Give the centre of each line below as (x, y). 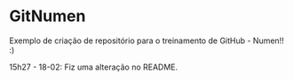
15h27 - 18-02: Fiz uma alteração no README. (94, 67)
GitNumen (48, 16)
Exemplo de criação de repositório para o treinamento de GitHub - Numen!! (146, 40)
